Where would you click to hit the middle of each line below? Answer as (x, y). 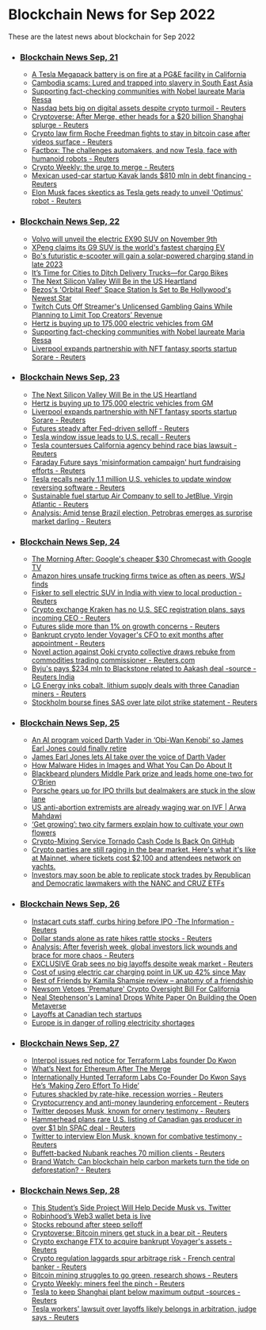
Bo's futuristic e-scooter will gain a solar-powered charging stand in (142, 256)
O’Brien (44, 782)
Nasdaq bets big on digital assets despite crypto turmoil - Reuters (139, 108)
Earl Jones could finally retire (79, 748)
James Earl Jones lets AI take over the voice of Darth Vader (129, 757)
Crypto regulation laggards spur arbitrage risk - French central (133, 1259)
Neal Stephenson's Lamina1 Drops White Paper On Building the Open (144, 997)
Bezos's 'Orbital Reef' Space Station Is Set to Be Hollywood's (131, 289)
